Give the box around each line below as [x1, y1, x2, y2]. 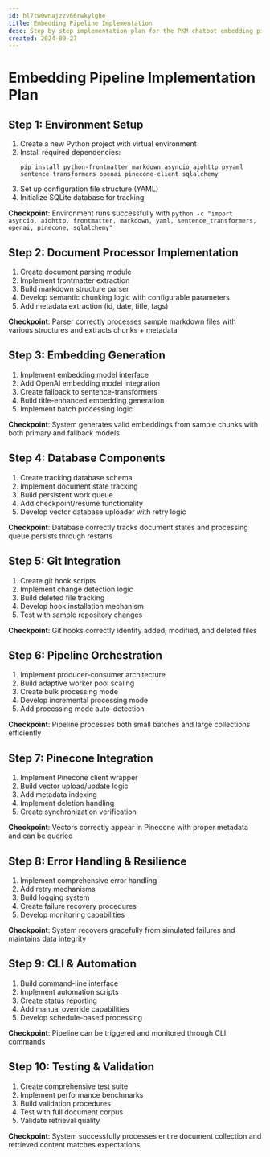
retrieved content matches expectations [8, 1139, 141, 1149]
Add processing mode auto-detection [19, 704, 145, 713]
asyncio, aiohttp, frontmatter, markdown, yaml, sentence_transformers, [8, 217, 257, 225]
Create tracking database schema [19, 472, 133, 482]
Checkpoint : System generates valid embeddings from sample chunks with [8, 419, 259, 429]
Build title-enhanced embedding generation [19, 395, 165, 405]
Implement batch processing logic [19, 403, 133, 414]
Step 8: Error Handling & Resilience [8, 854, 187, 868]
